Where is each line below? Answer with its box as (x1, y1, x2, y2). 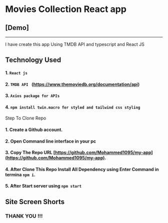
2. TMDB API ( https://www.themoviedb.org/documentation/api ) (5, 81, 140, 87)
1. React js (5, 69, 27, 75)
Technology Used (5, 56, 61, 64)
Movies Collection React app (5, 3, 126, 15)
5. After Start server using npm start (5, 183, 81, 189)
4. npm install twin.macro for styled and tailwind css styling (5, 104, 140, 110)
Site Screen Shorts (5, 197, 65, 206)
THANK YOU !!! (5, 212, 43, 219)
